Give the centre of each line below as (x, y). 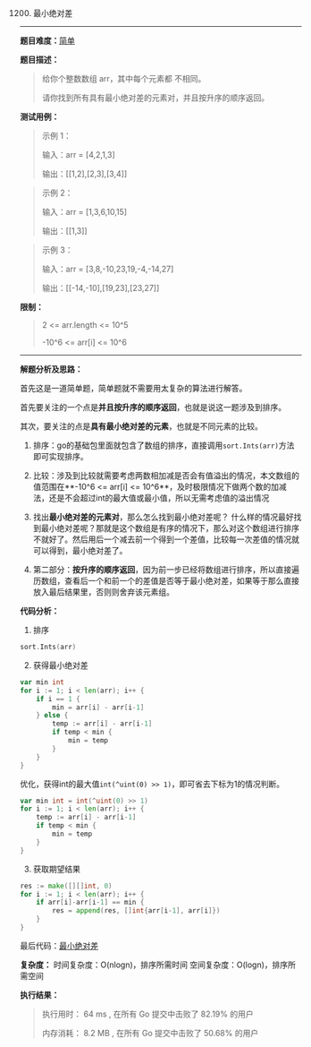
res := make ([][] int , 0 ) (66, 886)
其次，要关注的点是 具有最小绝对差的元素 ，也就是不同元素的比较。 (141, 426)
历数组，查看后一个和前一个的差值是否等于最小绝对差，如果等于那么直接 (166, 581)
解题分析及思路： (51, 369)
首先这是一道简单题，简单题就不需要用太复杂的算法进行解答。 (134, 388)
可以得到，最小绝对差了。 (80, 550)
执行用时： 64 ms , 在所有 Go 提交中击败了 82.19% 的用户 (147, 1014)
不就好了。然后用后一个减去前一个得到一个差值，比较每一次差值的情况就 (166, 539)
